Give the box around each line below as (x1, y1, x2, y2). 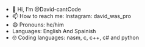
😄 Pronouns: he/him (12, 21, 64, 28)
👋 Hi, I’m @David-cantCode (12, 6, 81, 13)
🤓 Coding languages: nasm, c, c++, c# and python (12, 34, 140, 41)
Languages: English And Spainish (12, 28, 96, 34)
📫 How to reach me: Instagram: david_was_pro (12, 13, 132, 19)
